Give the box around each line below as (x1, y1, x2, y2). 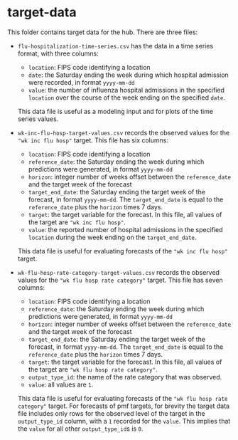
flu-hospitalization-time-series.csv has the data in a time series (17, 41, 214, 50)
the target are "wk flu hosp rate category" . (28, 365, 158, 374)
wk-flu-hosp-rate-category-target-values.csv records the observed (17, 268, 220, 276)
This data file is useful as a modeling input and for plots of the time (17, 107, 214, 115)
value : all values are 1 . (28, 380, 94, 389)
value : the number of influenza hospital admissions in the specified (28, 85, 225, 94)
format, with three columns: (17, 49, 99, 58)
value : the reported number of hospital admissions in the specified (28, 225, 223, 234)
